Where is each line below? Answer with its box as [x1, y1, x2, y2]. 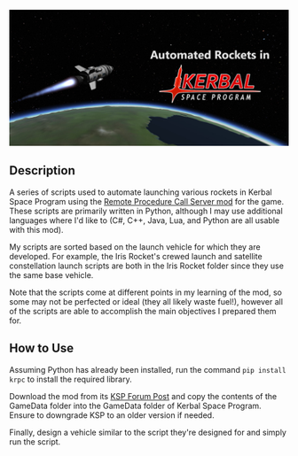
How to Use [9, 341, 74, 356]
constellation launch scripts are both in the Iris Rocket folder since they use [9, 260, 284, 271]
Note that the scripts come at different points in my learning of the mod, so [9, 287, 282, 298]
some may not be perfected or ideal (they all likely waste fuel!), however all [9, 296, 284, 306]
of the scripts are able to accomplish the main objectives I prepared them [9, 305, 277, 316]
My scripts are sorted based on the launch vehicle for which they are [9, 241, 261, 252]
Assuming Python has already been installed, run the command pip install [9, 364, 286, 375]
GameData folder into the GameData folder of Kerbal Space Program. [9, 400, 262, 411]
